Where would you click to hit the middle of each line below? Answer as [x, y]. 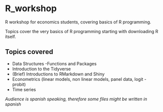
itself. [11, 37]
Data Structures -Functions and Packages [54, 63]
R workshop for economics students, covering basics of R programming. [78, 22]
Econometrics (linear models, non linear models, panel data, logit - [79, 79]
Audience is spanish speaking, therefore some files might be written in [76, 99]
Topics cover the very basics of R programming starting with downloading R [82, 31]
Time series [24, 89]
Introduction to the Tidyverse [41, 69]
